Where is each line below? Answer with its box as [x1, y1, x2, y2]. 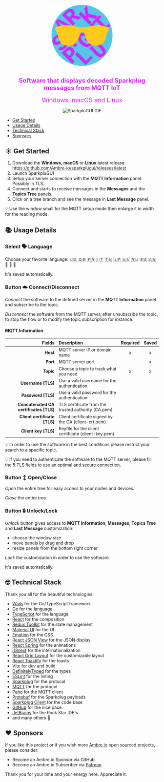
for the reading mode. [5, 211, 49, 217]
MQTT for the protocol [12, 683, 58, 689]
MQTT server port [58, 359, 95, 365]
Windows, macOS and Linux [41, 96, 123, 104]
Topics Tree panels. [12, 191, 53, 197]
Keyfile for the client [58, 425, 99, 432]
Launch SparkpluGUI [12, 170, 54, 176]
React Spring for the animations [12, 642, 76, 648]
